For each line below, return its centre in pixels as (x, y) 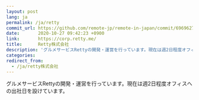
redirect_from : (25, 61)
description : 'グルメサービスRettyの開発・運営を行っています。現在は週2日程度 (94, 50)
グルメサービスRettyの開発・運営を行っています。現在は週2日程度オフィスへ (99, 84)
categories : (21, 55)
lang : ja (17, 17)
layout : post (22, 11)
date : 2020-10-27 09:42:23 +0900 (55, 34)
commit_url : (21, 28)
